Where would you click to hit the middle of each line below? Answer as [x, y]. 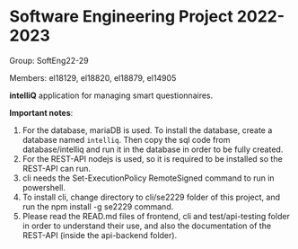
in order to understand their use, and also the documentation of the [147, 226]
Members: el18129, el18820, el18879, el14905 [93, 77]
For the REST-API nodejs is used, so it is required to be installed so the [152, 158]
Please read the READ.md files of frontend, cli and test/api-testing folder [156, 216]
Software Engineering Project [121, 17]
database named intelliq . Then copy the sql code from [126, 139]
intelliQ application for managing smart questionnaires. [111, 95]
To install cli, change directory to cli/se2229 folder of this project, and [151, 197]
